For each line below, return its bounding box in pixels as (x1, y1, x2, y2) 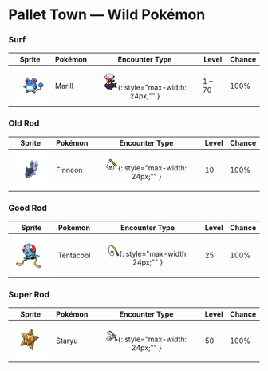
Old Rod (8, 118, 40, 129)
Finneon (55, 165, 83, 174)
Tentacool (57, 250, 91, 261)
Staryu (55, 336, 78, 345)
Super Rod (8, 289, 50, 300)
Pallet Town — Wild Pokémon (8, 6, 206, 24)
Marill (54, 81, 73, 90)
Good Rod (8, 202, 48, 213)
